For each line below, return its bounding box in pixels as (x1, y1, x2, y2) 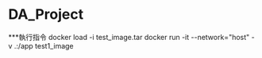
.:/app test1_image (13, 41, 74, 50)
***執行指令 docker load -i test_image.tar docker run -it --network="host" (8, 32, 250, 42)
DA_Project (8, 5, 84, 24)
